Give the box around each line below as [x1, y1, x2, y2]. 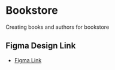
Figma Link [14, 56, 42, 63]
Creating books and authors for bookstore [5, 23, 110, 31]
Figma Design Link [5, 41, 76, 51]
